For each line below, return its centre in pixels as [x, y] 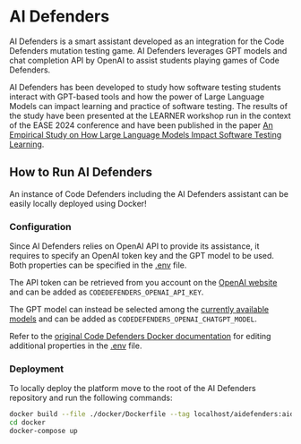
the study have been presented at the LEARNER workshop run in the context [150, 115]
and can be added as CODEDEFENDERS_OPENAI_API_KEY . [107, 292]
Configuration [40, 226]
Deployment [37, 369]
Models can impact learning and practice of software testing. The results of [149, 106]
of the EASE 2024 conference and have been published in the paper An [141, 125]
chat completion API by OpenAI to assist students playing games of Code [144, 60]
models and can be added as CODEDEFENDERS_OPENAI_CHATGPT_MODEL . [133, 319]
